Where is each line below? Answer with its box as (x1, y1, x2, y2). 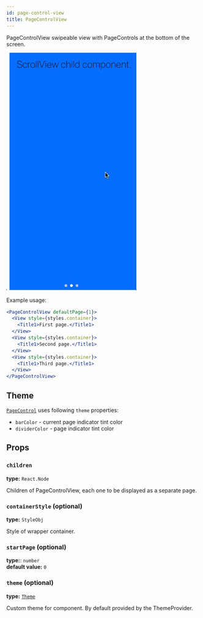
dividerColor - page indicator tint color (15, 425, 114, 432)
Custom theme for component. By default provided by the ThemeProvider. (6, 604, 194, 611)
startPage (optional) (6, 543, 67, 551)
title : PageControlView (6, 16, 67, 23)
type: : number (6, 557, 40, 564)
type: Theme (6, 592, 35, 600)
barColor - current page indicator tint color (15, 418, 124, 425)
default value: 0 (6, 563, 47, 571)
